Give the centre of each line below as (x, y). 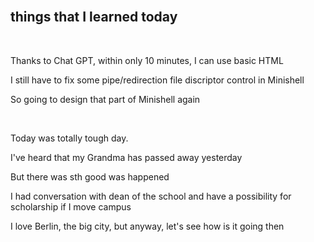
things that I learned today (94, 17)
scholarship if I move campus (71, 206)
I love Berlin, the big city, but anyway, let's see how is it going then (147, 226)
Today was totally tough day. (69, 138)
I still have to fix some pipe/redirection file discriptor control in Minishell (157, 80)
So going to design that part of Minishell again (105, 99)
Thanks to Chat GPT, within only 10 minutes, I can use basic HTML (147, 60)
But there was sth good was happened (90, 176)
